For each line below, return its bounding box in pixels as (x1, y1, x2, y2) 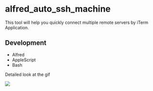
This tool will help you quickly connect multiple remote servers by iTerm (5, 19, 149, 25)
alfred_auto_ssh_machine (5, 3, 111, 15)
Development (5, 39, 47, 47)
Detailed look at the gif (5, 72, 50, 77)
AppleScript (12, 57, 36, 63)
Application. (5, 24, 29, 30)
